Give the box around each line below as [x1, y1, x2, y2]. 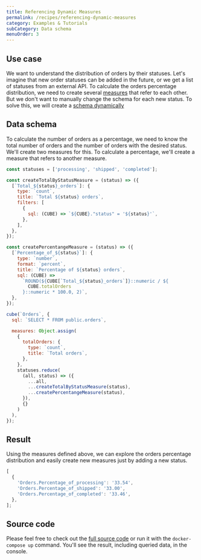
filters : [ [17, 200, 45, 206]
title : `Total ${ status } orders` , [17, 194, 104, 200]
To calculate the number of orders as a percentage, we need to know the [6, 135, 188, 143]
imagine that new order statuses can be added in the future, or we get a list [6, 76, 194, 83]
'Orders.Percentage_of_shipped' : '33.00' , [17, 485, 126, 491]
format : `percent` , [17, 261, 66, 267]
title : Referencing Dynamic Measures [6, 8, 101, 15]
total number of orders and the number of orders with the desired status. [6, 141, 187, 149]
